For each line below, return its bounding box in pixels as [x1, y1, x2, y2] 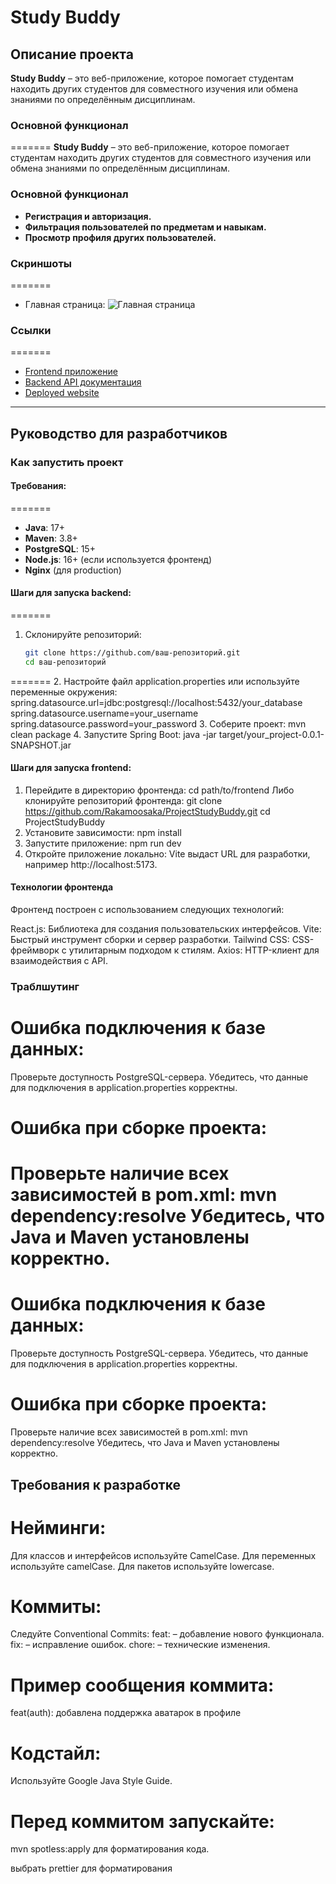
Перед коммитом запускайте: [10, 1810, 275, 1833]
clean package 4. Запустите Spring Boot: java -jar [10, 728, 217, 740]
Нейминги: [10, 1516, 107, 1539]
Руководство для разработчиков [10, 425, 228, 442]
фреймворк [10, 944, 60, 956]
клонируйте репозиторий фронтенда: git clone [24, 794, 223, 806]
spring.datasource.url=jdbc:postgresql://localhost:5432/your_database [10, 696, 303, 708]
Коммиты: [10, 1595, 102, 1618]
